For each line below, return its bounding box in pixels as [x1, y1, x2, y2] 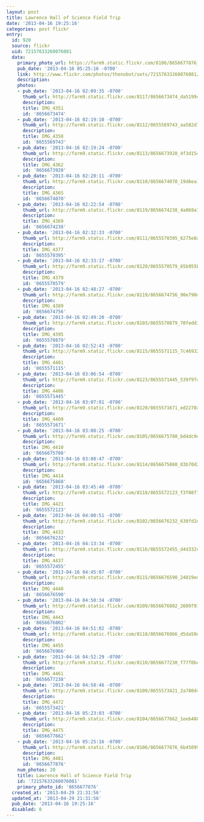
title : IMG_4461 [22, 670, 64, 677]
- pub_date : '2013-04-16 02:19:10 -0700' [17, 116, 123, 122]
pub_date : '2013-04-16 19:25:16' [12, 801, 97, 807]
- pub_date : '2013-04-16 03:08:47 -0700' [17, 456, 123, 462]
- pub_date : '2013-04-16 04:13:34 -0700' [17, 541, 123, 547]
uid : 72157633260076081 [12, 49, 72, 55]
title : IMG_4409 [22, 416, 64, 422]
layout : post [6, 9, 39, 15]
